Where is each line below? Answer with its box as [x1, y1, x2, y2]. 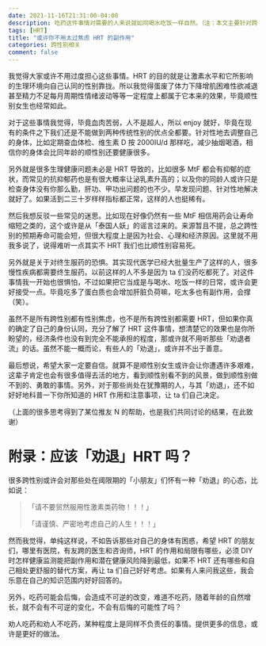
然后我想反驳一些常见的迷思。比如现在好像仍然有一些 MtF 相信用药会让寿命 [8, 211, 254, 220]
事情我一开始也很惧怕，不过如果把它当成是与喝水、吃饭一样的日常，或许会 [8, 277, 251, 286]
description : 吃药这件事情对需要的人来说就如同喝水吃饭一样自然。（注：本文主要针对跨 [8, 19, 258, 27]
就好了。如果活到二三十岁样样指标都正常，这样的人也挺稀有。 [8, 194, 210, 203]
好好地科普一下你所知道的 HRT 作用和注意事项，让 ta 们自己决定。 [8, 390, 224, 399]
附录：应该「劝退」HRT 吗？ [8, 448, 193, 466]
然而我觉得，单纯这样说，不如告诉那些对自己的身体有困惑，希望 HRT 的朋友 [8, 536, 256, 545]
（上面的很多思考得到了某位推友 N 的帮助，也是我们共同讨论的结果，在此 [8, 407, 247, 416]
